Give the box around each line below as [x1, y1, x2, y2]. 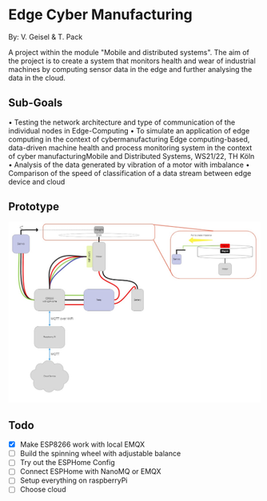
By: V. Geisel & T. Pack [8, 32, 83, 42]
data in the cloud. [8, 73, 66, 82]
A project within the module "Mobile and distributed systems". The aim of [8, 47, 249, 57]
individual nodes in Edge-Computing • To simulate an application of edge [8, 125, 250, 135]
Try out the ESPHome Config [19, 458, 116, 467]
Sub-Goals [8, 96, 63, 109]
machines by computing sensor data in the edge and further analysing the [8, 64, 253, 74]
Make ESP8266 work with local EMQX [19, 439, 145, 449]
